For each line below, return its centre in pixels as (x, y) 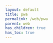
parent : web (17, 23)
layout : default (22, 10)
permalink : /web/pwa (27, 19)
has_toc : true (20, 33)
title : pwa (16, 14)
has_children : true (25, 28)
